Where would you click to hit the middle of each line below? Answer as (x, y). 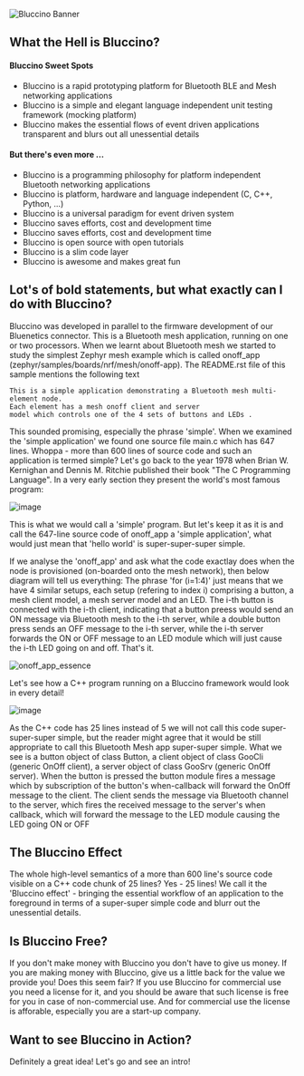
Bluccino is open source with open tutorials (103, 242)
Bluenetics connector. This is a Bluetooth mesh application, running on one (149, 335)
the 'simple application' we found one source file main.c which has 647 (142, 441)
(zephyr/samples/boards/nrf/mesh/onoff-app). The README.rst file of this (147, 364)
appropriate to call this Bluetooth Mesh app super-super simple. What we (146, 747)
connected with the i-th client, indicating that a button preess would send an (152, 609)
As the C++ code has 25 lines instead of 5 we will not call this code (134, 727)
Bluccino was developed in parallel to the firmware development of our (142, 325)
